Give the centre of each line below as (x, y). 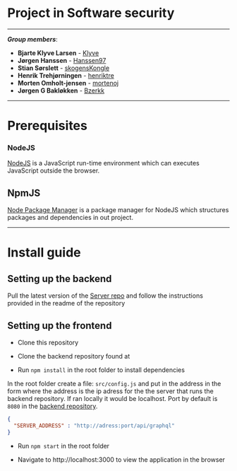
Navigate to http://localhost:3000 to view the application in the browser (121, 459)
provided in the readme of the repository (66, 303)
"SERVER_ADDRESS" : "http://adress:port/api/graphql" (94, 426)
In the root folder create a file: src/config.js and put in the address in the (114, 384)
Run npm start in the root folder (63, 446)
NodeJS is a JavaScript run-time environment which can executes (103, 163)
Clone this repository (48, 343)
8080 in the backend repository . (53, 406)
